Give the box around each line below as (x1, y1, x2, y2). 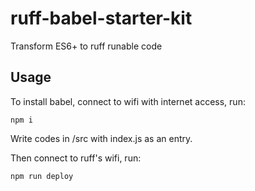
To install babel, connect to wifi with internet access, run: (10, 95, 246, 107)
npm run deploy (10, 171, 74, 181)
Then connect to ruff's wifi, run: (10, 152, 142, 164)
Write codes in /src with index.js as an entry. (10, 132, 193, 144)
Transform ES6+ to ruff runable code (10, 40, 163, 52)
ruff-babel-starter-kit (10, 7, 193, 30)
